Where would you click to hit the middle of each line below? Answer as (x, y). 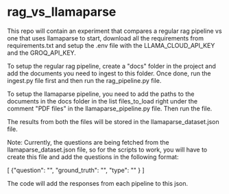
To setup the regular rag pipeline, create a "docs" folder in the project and (111, 66)
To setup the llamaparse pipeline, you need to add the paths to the (101, 94)
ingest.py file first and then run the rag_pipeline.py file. (84, 80)
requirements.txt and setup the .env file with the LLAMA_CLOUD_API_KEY (111, 45)
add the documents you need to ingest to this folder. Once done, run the (109, 73)
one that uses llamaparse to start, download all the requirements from (106, 38)
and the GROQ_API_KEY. (42, 53)
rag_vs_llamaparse (62, 12)
